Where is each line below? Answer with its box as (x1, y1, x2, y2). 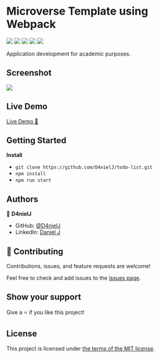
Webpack (6, 17, 56, 31)
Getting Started (6, 135, 67, 145)
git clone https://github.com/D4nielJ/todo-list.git (15, 164, 153, 170)
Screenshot (6, 68, 52, 78)
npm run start (15, 177, 51, 184)
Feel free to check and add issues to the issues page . (6, 274, 141, 282)
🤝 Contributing (6, 246, 64, 257)
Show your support (6, 292, 81, 302)
